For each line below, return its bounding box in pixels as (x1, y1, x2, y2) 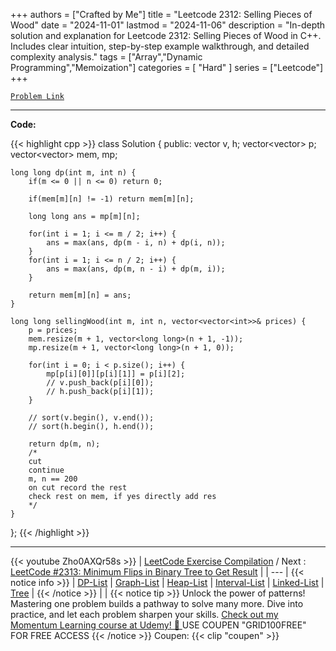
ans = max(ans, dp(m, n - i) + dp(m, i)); (46, 264, 226, 274)
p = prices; (28, 325, 78, 335)
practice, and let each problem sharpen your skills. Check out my (10, 609, 279, 620)
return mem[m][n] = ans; (28, 290, 132, 300)
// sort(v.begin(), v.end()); (28, 413, 155, 423)
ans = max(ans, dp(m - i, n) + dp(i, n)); (46, 238, 226, 248)
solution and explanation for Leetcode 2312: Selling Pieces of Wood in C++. (10, 30, 322, 41)
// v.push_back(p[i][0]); (46, 378, 155, 388)
